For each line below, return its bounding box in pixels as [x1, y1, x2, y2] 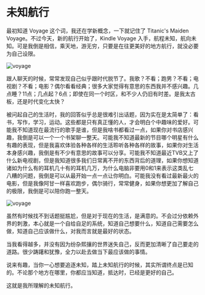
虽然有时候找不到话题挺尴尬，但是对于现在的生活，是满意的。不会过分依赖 [6, 212, 193, 219]
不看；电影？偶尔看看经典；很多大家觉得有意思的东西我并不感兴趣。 [22, 82, 193, 89]
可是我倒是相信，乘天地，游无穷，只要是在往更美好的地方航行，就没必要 [16, 42, 199, 50]
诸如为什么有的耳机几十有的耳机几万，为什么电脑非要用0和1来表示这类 [6, 164, 183, 171]
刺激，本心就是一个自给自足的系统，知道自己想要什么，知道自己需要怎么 [16, 220, 199, 227]
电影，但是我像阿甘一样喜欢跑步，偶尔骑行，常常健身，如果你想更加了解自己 [6, 179, 199, 187]
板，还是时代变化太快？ [6, 97, 65, 105]
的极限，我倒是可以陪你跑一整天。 [6, 187, 92, 195]
